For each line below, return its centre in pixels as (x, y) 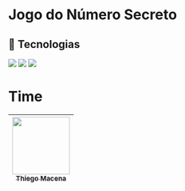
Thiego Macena (41, 178)
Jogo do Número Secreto (93, 15)
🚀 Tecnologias (44, 44)
